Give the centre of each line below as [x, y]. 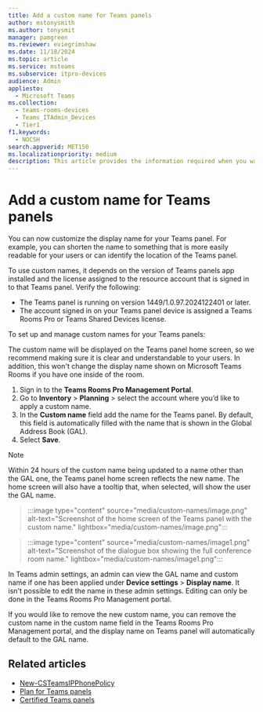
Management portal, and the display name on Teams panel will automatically [131, 631]
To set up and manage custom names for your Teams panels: [107, 334]
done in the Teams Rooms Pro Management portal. [90, 599]
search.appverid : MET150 [49, 147]
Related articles [47, 664]
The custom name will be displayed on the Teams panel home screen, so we [131, 349]
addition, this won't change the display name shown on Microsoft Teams [125, 367]
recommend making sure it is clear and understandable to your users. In [124, 358]
